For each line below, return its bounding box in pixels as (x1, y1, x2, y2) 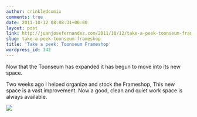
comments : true (6, 14, 43, 20)
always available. (6, 93, 47, 100)
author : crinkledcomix (6, 8, 62, 15)
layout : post (6, 25, 38, 31)
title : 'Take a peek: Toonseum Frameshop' (6, 42, 111, 48)
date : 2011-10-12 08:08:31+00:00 (6, 19, 88, 25)
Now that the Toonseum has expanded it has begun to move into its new (6, 63, 181, 70)
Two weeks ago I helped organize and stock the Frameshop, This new (6, 81, 175, 88)
